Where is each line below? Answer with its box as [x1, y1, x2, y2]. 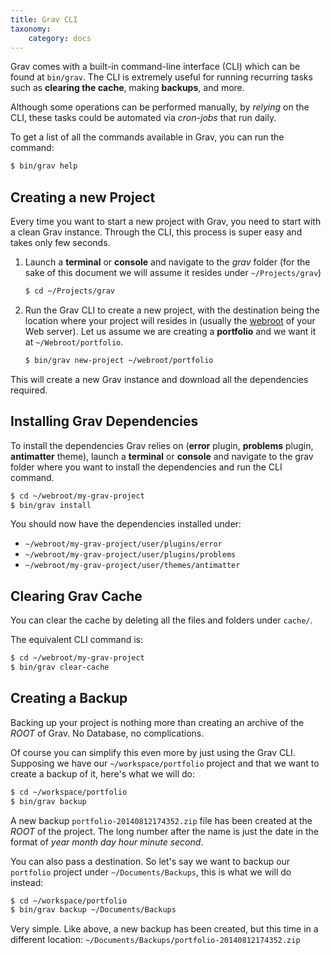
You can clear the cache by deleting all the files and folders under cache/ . [10, 614, 313, 626]
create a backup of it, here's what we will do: [10, 767, 195, 780]
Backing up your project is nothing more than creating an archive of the [10, 716, 305, 728]
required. [10, 384, 48, 396]
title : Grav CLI [10, 14, 78, 25]
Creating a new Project [10, 189, 156, 206]
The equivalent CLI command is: [10, 634, 144, 646]
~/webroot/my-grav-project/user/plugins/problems [24, 550, 237, 560]
